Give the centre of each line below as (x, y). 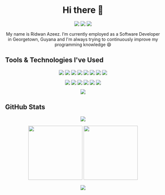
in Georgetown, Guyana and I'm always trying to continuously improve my (83, 39)
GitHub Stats (25, 107)
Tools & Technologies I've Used (54, 60)
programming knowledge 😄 (83, 45)
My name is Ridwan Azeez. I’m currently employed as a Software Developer (83, 34)
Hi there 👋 (83, 10)
